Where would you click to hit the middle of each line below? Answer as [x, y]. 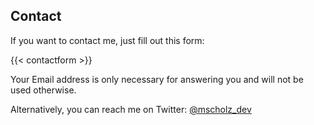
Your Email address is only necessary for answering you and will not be [157, 79]
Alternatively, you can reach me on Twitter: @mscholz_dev [131, 109]
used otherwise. [43, 90]
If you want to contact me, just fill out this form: [107, 40]
